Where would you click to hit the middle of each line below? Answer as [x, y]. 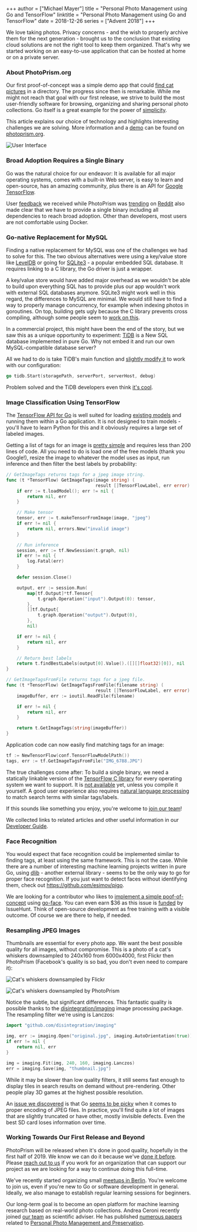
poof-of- [173, 896]
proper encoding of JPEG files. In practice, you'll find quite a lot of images [95, 1110]
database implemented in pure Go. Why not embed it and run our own [90, 341]
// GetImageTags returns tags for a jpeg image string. [76, 475]
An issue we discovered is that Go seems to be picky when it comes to [91, 1104]
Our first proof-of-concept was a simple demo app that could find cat [90, 85]
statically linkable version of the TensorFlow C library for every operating [94, 778]
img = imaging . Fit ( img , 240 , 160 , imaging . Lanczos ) [70, 1063]
